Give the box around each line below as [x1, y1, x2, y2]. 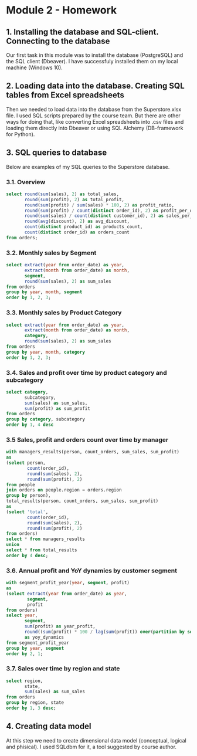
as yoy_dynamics [24, 634, 64, 640]
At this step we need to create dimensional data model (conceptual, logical [6, 737, 186, 744]
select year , [6, 612, 38, 619]
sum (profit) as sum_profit [24, 405, 91, 411]
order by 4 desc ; [6, 552, 49, 558]
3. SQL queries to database [6, 148, 107, 158]
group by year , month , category [6, 349, 85, 355]
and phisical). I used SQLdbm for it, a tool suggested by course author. [6, 743, 177, 750]
